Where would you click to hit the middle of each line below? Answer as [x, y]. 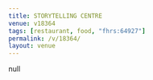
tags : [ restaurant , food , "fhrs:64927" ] [77, 31]
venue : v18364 [32, 23]
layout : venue [32, 46]
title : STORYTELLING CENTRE [56, 16]
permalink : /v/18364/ [45, 38]
